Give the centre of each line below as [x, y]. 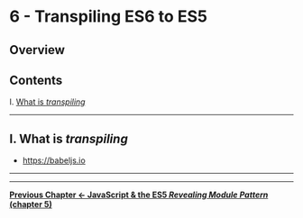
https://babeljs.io [54, 160]
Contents [36, 80]
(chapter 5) [31, 204]
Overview [37, 50]
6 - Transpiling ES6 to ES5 [108, 17]
